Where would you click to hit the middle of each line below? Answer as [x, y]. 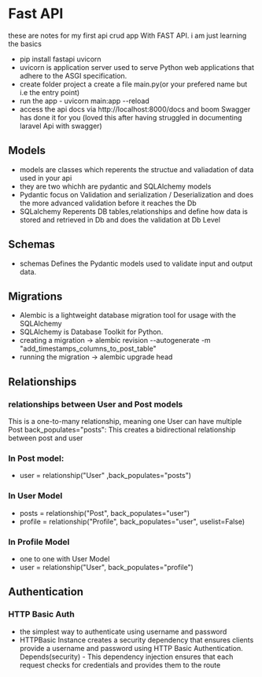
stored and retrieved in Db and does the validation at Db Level [120, 219]
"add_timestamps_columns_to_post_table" [88, 349]
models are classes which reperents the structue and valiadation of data [137, 169]
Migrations [35, 296]
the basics [25, 43]
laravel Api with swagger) [61, 126]
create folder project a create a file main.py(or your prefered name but [133, 84]
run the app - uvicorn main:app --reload [84, 101]
